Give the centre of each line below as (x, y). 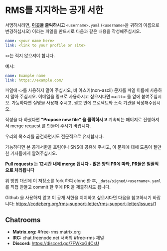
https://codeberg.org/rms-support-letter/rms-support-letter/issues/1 (86, 204)
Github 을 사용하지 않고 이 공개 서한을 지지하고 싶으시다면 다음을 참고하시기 (79, 198)
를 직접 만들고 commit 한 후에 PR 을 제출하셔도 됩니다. (58, 187)
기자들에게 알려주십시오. (34, 153)
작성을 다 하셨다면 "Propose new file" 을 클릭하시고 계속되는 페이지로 (74, 120)
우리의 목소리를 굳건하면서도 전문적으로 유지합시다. (55, 136)
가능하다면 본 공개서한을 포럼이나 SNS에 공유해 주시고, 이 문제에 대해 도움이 (79, 147)
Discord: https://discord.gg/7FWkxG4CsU (56, 244)
